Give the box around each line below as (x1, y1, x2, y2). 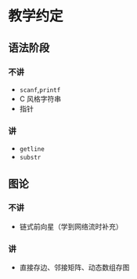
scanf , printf (19, 84, 61, 94)
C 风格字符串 (19, 94, 61, 103)
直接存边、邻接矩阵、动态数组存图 (19, 262, 130, 272)
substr (19, 154, 41, 162)
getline (19, 145, 45, 153)
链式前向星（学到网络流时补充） (19, 222, 123, 231)
